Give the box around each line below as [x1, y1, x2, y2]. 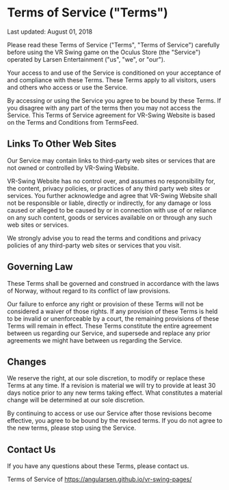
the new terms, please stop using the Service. [7, 424, 137, 432]
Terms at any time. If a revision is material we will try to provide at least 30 [7, 382, 216, 390]
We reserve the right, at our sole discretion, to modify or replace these [7, 374, 205, 382]
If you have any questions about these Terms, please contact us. [7, 462, 189, 470]
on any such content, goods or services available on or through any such [7, 213, 213, 221]
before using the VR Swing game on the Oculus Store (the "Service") [7, 48, 201, 56]
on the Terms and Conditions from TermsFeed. [7, 118, 139, 126]
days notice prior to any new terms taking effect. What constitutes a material [7, 389, 223, 397]
